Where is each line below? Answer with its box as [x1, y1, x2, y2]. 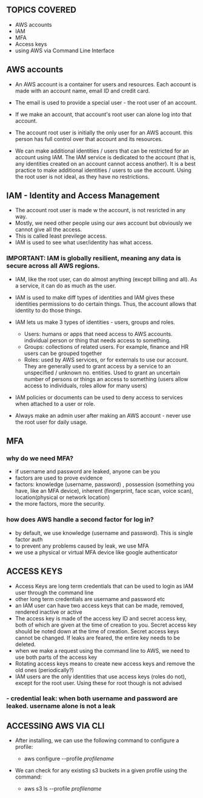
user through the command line [15, 589, 94, 596]
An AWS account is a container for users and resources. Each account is [15, 80, 197, 88]
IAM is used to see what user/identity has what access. [15, 239, 153, 246]
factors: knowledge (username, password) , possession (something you [15, 481, 195, 488]
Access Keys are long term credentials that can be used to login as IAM [15, 582, 194, 590]
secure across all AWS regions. [6, 261, 100, 270]
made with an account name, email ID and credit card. [15, 87, 150, 94]
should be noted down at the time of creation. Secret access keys [15, 627, 179, 635]
